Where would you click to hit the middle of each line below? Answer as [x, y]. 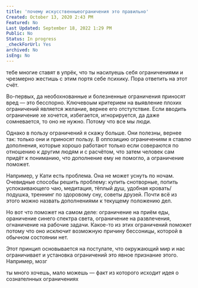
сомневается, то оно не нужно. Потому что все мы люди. [79, 121]
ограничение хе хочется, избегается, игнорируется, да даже [83, 115]
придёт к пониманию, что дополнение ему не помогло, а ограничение [95, 158]
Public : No [19, 34]
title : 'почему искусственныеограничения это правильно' [77, 12]
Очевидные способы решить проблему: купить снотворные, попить [92, 182]
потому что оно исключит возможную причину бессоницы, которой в [94, 231]
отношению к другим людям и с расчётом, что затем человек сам [90, 152]
